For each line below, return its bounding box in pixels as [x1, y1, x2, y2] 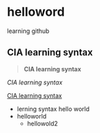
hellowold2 [27, 119, 59, 128]
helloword [7, 4, 65, 20]
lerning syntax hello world [16, 104, 90, 113]
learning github [7, 27, 50, 35]
